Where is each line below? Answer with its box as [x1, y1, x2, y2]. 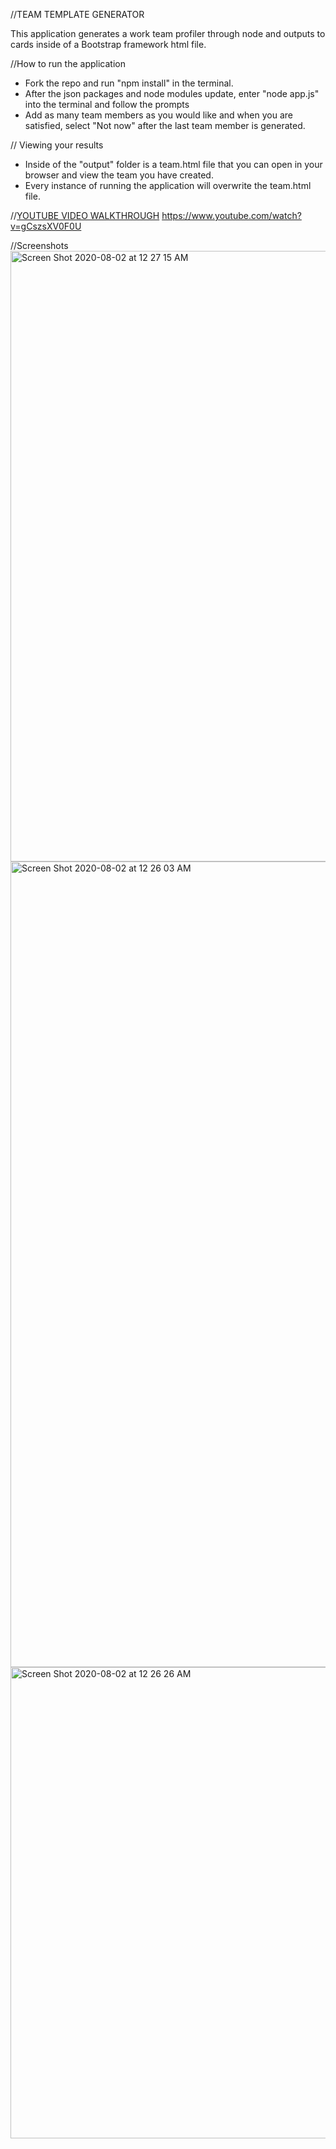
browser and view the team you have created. [24, 169, 214, 181]
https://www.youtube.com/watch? [161, 210, 302, 221]
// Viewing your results [10, 139, 104, 151]
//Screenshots [10, 240, 69, 251]
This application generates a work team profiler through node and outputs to [10, 28, 326, 39]
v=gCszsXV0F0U [10, 220, 82, 232]
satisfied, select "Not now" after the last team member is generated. [24, 120, 306, 131]
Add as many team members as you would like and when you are [24, 109, 293, 121]
